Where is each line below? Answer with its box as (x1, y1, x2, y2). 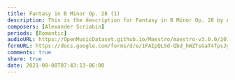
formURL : (7, 42, 33, 49)
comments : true (7, 49, 52, 56)
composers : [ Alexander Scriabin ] (7, 23, 105, 30)
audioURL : (7, 36, 36, 43)
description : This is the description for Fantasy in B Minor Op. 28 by (7, 17, 224, 24)
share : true (7, 56, 42, 63)
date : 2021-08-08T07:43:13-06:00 (7, 62, 105, 69)
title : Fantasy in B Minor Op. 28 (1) (7, 10, 120, 17)
